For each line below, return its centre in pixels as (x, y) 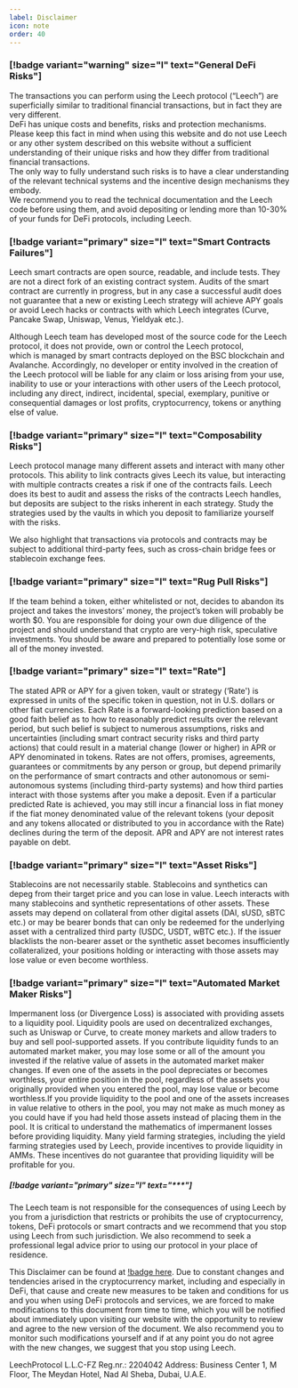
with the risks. (35, 522)
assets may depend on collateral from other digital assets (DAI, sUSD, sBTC (148, 913)
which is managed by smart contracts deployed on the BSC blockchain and (147, 355)
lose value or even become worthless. (79, 960)
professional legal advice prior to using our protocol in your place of (133, 1246)
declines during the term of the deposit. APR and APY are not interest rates (147, 832)
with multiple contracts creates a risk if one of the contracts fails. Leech (141, 485)
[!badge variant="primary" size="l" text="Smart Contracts (140, 241)
